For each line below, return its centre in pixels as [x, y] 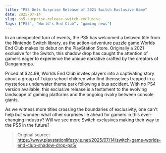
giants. [12, 100]
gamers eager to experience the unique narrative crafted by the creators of [82, 59]
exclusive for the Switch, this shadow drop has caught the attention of [77, 53]
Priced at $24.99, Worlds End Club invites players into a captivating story [80, 74]
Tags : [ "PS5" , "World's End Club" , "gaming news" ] [58, 24]
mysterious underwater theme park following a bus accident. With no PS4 [81, 84]
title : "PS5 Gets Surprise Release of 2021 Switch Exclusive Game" [76, 10]
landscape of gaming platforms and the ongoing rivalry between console [79, 95]
